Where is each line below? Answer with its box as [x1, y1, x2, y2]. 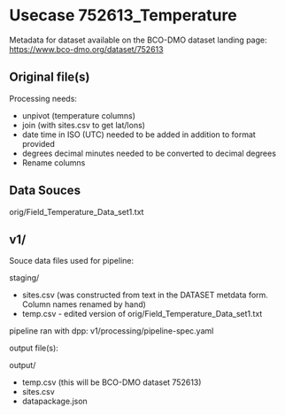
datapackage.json [21, 396, 89, 407]
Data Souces [9, 183, 81, 198]
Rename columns [21, 157, 86, 168]
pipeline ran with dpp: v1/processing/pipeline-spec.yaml [9, 326, 214, 336]
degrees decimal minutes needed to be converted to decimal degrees [21, 148, 277, 158]
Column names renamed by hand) [21, 299, 146, 310]
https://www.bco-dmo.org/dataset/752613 [9, 43, 164, 54]
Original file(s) [9, 70, 90, 85]
